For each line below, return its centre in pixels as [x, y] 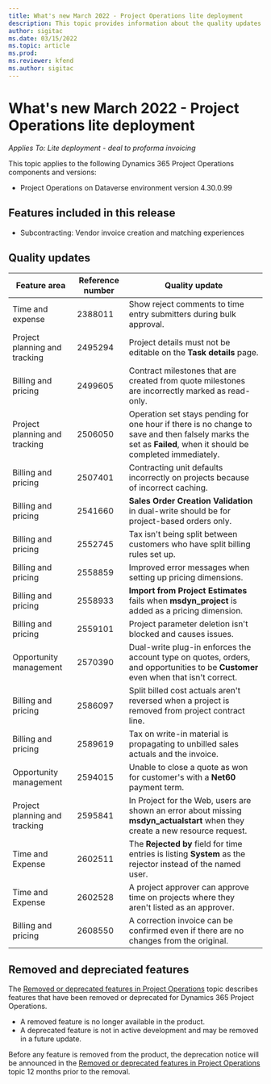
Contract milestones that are [182, 370]
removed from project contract [187, 711]
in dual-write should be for [180, 511]
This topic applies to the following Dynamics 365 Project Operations [121, 163]
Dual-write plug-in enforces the [190, 647]
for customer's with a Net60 [182, 777]
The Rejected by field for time [186, 844]
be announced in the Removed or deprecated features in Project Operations [134, 1063]
